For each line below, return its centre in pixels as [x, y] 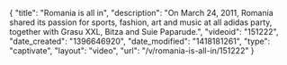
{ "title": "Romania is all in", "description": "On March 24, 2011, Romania [141, 13]
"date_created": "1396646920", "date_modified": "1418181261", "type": [140, 41]
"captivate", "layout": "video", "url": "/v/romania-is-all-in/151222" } [132, 51]
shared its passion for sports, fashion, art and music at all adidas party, [141, 22]
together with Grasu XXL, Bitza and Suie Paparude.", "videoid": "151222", [144, 32]
